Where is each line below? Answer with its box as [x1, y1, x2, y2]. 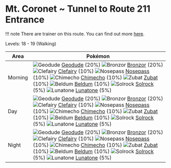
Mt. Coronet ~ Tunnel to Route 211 [5, 3, 151, 15]
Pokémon [86, 52, 110, 60]
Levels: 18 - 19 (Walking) [5, 40, 56, 46]
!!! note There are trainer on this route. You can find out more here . [5, 31, 145, 37]
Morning [8, 74, 28, 81]
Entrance [5, 14, 45, 25]
